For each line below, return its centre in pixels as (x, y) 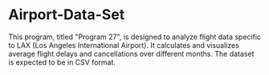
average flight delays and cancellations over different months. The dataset (131, 53)
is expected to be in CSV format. (62, 62)
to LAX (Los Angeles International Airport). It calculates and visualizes (124, 45)
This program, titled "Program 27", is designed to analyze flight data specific (135, 37)
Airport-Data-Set (67, 15)
